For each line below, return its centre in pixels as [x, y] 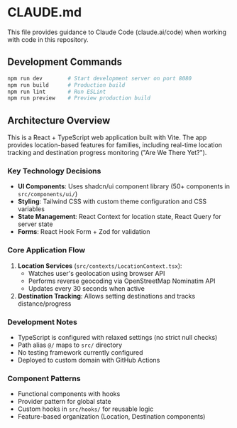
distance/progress [44, 304]
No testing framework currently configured [80, 352]
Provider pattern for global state [64, 402]
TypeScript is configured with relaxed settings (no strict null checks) [117, 337]
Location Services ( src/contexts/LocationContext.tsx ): [100, 266]
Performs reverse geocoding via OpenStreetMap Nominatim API [122, 281]
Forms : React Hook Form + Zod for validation [84, 232]
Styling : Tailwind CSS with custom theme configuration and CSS [112, 202]
